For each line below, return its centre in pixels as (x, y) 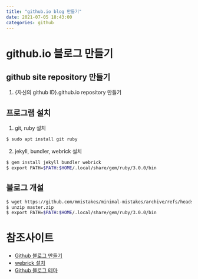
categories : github (30, 22)
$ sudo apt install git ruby (42, 139)
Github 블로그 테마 (36, 270)
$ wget (14, 202)
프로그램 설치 (29, 113)
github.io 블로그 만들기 (60, 53)
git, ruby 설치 (30, 128)
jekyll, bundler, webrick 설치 (48, 152)
